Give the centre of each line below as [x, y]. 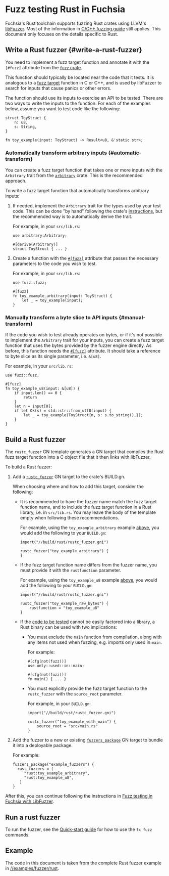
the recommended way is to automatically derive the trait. [72, 216]
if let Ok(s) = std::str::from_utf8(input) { [63, 411]
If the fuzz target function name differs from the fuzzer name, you [89, 565]
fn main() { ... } [47, 679]
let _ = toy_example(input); [52, 300]
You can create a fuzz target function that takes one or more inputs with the [84, 170]
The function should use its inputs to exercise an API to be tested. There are [84, 98]
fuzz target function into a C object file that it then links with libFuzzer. [78, 457]
